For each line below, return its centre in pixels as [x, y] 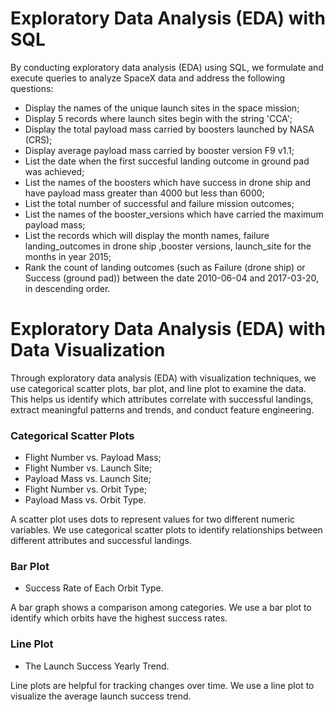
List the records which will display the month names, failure [147, 235]
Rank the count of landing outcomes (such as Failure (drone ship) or [165, 267]
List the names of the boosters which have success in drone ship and [168, 182]
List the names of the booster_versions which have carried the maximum [174, 214]
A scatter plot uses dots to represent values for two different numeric [153, 519]
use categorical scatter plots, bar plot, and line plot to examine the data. [158, 388]
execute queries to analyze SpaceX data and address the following [148, 78]
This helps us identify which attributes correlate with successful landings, [162, 399]
